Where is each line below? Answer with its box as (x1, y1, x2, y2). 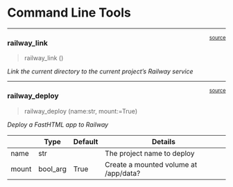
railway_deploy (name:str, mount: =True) (24, 107, 137, 115)
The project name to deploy (105, 148, 195, 158)
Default (73, 136, 98, 146)
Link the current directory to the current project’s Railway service (7, 67, 193, 75)
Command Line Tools (7, 5, 132, 21)
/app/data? (105, 168, 141, 178)
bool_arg (37, 164, 67, 174)
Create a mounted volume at (105, 159, 198, 169)
